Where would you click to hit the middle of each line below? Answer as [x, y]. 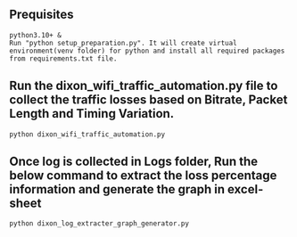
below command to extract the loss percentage [143, 176]
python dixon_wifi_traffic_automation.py [87, 134]
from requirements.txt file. [63, 58]
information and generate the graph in [117, 189]
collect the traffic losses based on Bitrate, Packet [148, 100]
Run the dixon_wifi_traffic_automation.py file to [144, 86]
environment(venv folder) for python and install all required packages [147, 51]
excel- [245, 189]
